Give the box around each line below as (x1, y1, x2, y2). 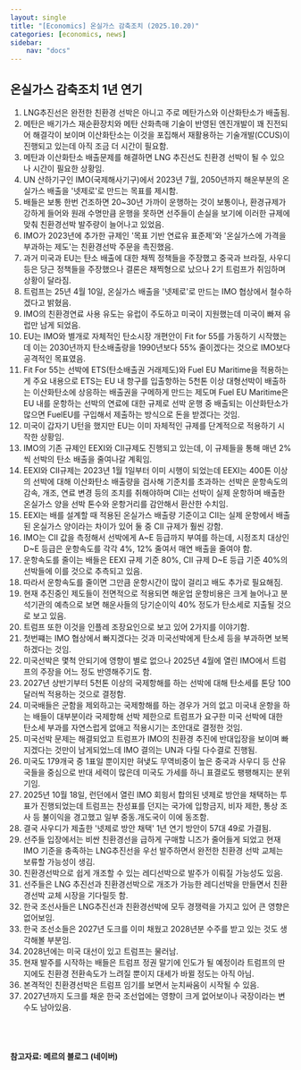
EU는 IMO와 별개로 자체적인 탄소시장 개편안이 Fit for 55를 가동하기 (22, 330, 256, 341)
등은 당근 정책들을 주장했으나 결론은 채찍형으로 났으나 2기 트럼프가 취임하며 (22, 263, 286, 274)
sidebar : (10, 38, 43, 47)
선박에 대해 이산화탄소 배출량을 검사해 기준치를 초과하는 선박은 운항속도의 (32, 476, 288, 487)
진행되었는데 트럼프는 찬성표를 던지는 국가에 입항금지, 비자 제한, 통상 (39, 800, 279, 811)
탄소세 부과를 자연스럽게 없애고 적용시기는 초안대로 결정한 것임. (22, 722, 244, 733)
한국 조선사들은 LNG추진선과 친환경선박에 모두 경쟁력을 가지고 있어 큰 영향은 (22, 901, 290, 912)
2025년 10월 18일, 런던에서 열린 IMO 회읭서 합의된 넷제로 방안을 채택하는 (22, 789, 279, 800)
